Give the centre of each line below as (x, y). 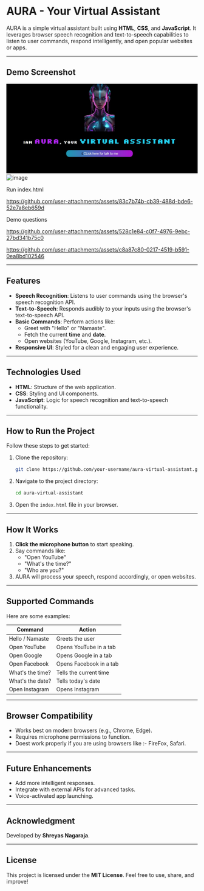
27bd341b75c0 (25, 238)
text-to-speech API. (40, 315)
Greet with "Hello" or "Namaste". (65, 328)
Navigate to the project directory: (56, 481)
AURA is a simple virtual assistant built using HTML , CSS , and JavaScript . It (101, 28)
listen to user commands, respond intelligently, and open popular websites (99, 41)
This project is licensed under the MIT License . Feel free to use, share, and (100, 875)
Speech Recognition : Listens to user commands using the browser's (101, 295)
